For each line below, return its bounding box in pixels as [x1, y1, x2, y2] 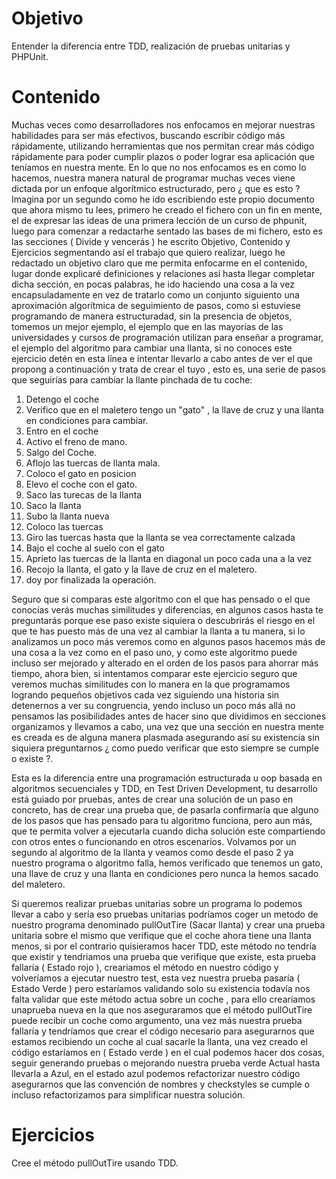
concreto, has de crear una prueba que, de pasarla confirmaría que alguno [11, 803, 319, 816]
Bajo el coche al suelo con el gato [25, 542, 165, 554]
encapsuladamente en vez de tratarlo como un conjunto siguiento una [11, 288, 300, 301]
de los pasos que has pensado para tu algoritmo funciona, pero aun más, [11, 814, 313, 826]
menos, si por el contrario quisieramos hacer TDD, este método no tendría [11, 940, 317, 952]
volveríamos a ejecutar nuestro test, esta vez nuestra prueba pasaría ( [11, 972, 301, 984]
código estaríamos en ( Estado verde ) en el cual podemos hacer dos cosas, [11, 1046, 326, 1058]
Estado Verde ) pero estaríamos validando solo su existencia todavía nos [11, 982, 311, 994]
